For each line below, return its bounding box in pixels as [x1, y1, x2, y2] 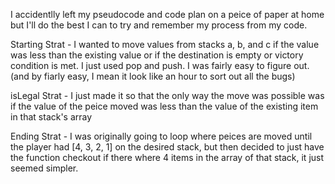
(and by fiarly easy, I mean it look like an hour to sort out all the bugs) [10, 70, 296, 82]
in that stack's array [10, 111, 93, 123]
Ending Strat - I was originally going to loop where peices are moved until [10, 130, 313, 142]
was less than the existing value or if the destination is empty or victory [10, 49, 304, 61]
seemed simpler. [10, 162, 79, 174]
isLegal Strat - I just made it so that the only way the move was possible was [10, 90, 325, 101]
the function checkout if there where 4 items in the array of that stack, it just [10, 152, 325, 163]
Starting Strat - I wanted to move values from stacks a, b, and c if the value [10, 39, 320, 50]
